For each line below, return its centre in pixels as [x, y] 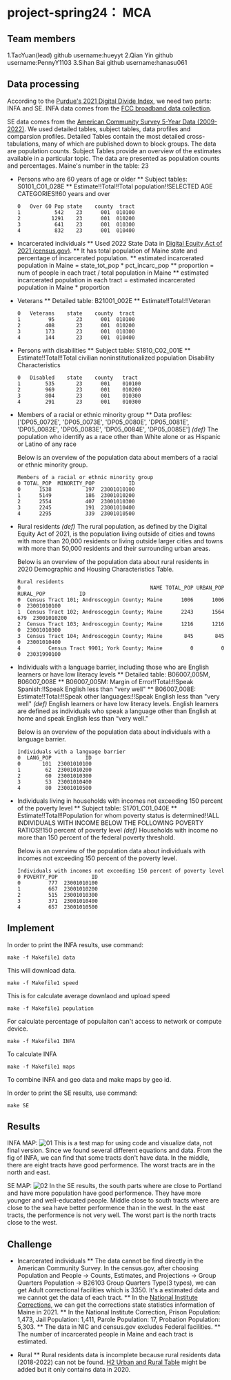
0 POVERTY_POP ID [57, 877]
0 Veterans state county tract [76, 313]
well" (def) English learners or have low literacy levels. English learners [118, 703]
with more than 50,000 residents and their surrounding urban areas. [114, 548]
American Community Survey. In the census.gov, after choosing [108, 1268]
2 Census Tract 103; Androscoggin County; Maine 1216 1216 [121, 624]
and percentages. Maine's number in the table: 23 [78, 166]
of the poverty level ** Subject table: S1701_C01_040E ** [97, 808]
